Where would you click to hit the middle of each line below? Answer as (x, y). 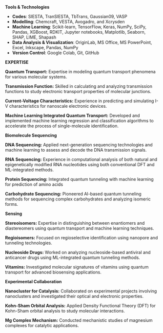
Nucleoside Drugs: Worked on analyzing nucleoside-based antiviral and (78, 252)
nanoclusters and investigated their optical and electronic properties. (74, 296)
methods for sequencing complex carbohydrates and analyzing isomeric (78, 199)
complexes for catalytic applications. (42, 325)
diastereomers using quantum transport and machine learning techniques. (80, 228)
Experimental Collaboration (33, 282)
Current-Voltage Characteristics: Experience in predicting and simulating (80, 101)
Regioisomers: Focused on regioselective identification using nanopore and (81, 238)
